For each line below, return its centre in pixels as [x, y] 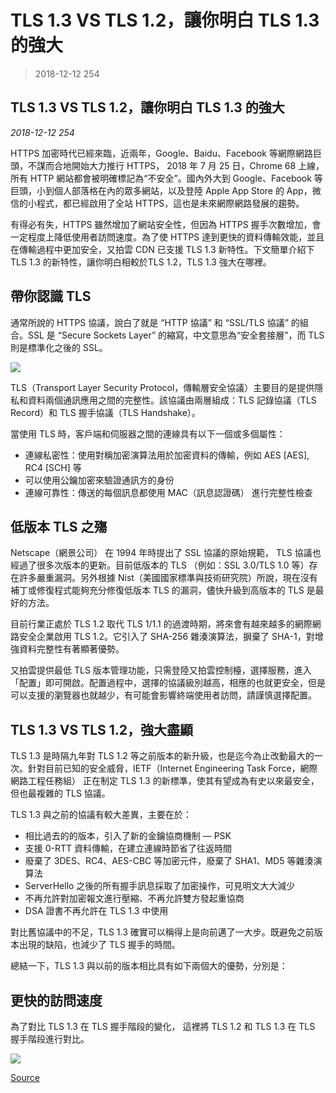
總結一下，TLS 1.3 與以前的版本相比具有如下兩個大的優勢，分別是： [149, 966]
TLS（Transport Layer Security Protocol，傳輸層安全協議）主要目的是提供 [162, 387]
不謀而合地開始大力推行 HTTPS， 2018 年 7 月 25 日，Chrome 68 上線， [176, 165]
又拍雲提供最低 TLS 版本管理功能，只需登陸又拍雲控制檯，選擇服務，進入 [161, 670]
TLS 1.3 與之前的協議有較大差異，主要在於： [101, 815]
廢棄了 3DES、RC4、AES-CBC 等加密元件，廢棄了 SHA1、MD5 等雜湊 [169, 861]
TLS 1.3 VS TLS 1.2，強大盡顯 [102, 729]
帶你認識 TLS [51, 296]
